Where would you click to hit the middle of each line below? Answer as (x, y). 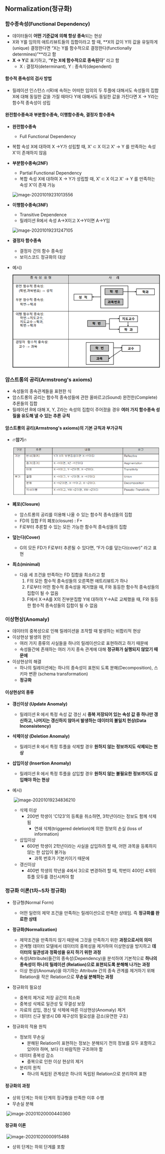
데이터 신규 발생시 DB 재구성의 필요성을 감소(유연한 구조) (74, 1016)
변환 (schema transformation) (58, 674)
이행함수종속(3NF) (30, 205)
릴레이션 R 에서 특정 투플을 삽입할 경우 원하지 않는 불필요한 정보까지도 (86, 774)
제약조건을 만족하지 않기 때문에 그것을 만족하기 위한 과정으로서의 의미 (86, 940)
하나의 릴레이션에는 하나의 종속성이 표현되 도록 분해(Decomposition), (86, 668)
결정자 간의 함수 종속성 (41, 251)
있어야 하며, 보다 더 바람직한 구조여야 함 (65, 1049)
